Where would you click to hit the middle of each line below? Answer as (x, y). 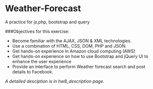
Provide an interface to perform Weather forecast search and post (79, 67)
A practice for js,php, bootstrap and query (47, 22)
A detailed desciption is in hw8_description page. (55, 81)
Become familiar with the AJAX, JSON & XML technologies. (72, 41)
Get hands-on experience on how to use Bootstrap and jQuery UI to (80, 56)
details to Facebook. (33, 71)
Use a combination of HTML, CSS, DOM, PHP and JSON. (69, 46)
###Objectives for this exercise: (37, 31)
